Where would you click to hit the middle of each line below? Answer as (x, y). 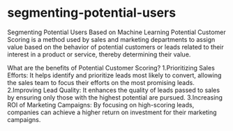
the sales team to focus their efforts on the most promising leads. (101, 82)
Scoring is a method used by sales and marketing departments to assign (111, 39)
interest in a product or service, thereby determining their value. (99, 54)
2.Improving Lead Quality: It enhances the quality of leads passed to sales (114, 90)
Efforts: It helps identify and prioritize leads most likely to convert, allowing (114, 75)
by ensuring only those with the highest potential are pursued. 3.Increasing (115, 97)
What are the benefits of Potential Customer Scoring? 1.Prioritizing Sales (111, 68)
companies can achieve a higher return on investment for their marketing (112, 112)
